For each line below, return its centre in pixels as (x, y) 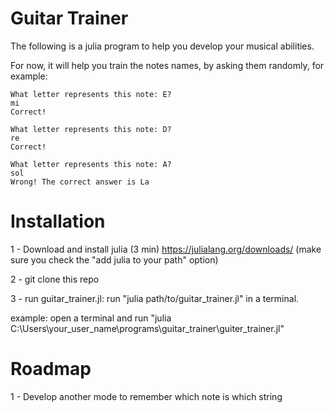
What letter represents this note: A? (91, 164)
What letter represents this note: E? (91, 94)
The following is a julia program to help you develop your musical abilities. (162, 46)
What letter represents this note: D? (91, 129)
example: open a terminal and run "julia (91, 318)
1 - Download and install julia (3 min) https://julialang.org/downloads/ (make (166, 249)
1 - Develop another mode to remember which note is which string (146, 396)
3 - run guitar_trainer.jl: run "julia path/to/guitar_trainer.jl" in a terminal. (155, 298)
